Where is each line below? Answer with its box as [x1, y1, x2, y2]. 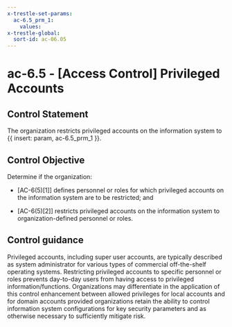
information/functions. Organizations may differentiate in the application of [7, 282, 220, 290]
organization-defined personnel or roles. [17, 214, 134, 222]
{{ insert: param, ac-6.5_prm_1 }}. [7, 134, 102, 142]
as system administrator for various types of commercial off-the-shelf [7, 260, 206, 268]
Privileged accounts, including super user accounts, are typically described [7, 253, 223, 261]
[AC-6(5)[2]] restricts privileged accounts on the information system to [17, 206, 220, 215]
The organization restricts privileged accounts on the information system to [7, 126, 222, 135]
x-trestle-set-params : [7, 10, 73, 17]
